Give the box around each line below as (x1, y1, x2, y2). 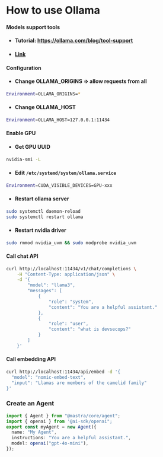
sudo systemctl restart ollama (6, 214, 84, 220)
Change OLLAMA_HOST (14, 104, 76, 111)
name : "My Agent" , (11, 429, 57, 436)
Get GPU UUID (14, 143, 50, 150)
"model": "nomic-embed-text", (11, 374, 86, 380)
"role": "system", (48, 299, 94, 305)
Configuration (6, 64, 41, 71)
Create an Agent (6, 400, 55, 408)
